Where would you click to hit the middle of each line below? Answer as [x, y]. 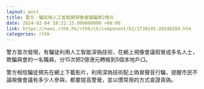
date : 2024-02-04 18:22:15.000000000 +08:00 [63, 23]
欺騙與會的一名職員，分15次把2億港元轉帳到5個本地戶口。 [79, 60]
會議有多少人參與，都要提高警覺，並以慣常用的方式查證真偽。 [99, 80]
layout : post [23, 12]
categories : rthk [28, 34]
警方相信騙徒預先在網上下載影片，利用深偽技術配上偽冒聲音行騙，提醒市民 [99, 72]
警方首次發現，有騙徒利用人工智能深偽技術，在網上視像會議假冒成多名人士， [102, 52]
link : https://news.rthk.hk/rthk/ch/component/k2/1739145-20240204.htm [99, 29]
